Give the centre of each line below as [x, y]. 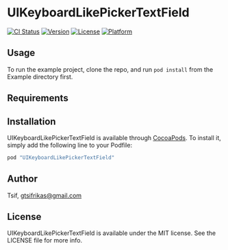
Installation [31, 121]
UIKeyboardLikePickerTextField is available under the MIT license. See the [112, 233]
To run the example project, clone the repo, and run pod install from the [110, 69]
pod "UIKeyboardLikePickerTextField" [61, 157]
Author [22, 179]
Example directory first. [40, 77]
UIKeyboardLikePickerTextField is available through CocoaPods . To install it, [114, 137]
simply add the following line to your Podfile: [69, 145]
